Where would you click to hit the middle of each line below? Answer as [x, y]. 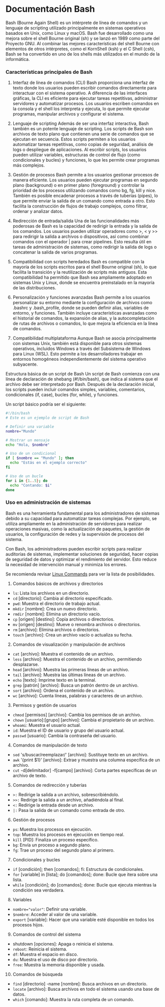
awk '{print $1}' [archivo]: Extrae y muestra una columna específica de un [86, 760]
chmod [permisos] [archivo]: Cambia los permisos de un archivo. [77, 715]
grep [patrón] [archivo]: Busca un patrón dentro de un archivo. [76, 685]
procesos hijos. [28, 924]
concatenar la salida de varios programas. [55, 252]
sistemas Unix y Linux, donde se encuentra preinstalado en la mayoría [83, 283]
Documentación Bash [50, 9]
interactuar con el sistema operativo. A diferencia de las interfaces [80, 93]
